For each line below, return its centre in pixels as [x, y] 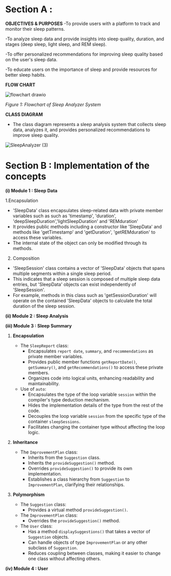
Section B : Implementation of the [77, 166]
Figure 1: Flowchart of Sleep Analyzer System [53, 104]
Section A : [29, 9]
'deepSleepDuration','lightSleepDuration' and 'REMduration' [76, 221]
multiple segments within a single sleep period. [62, 273]
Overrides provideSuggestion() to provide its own [80, 468]
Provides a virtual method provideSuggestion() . [78, 510]
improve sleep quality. [36, 135]
